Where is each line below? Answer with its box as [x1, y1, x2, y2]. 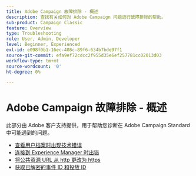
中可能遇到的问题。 [6, 129, 53, 136]
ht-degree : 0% [6, 69, 41, 75]
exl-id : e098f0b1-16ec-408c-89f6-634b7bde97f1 [6, 47, 122, 53]
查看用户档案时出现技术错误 [14, 142, 82, 149]
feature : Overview [6, 25, 51, 31]
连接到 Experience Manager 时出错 [14, 149, 99, 156]
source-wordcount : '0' [6, 63, 62, 69]
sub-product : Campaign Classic [6, 19, 83, 25]
